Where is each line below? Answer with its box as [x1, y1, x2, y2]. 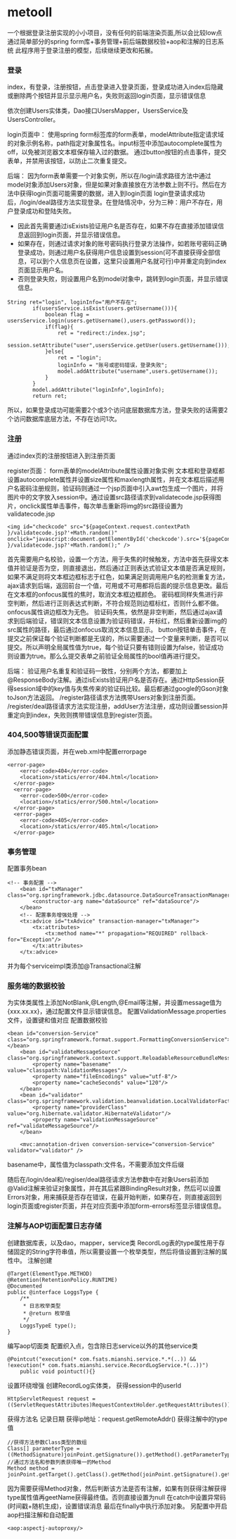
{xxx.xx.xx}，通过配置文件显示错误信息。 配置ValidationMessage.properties [7, 1007, 227, 1016]
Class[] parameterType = [7, 1445, 80, 1452]
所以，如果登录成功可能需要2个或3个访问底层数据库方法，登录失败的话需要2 [7, 406, 228, 414]
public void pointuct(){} [20, 1368, 96, 1375]
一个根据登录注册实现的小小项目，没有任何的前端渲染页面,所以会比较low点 [7, 28, 223, 37]
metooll [7, 4, 53, 20]
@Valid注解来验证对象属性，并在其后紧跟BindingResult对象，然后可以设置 [7, 1184, 221, 1192]
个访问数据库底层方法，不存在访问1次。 [7, 415, 121, 423]
